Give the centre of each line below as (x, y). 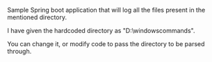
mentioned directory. (37, 17)
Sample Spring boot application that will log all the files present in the (106, 10)
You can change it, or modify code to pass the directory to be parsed (106, 44)
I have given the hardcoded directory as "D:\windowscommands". (101, 31)
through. (19, 51)
